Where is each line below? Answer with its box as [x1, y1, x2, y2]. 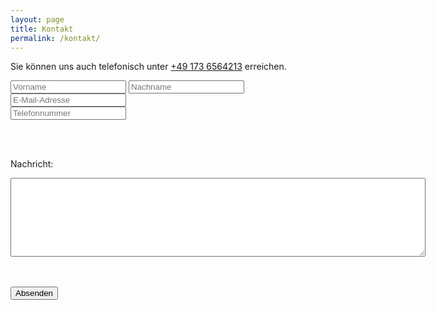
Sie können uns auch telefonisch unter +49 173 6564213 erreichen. [10, 61, 287, 73]
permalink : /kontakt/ [10, 33, 101, 43]
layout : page [10, 14, 65, 25]
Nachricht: [10, 158, 54, 170]
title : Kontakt [10, 24, 74, 34]
